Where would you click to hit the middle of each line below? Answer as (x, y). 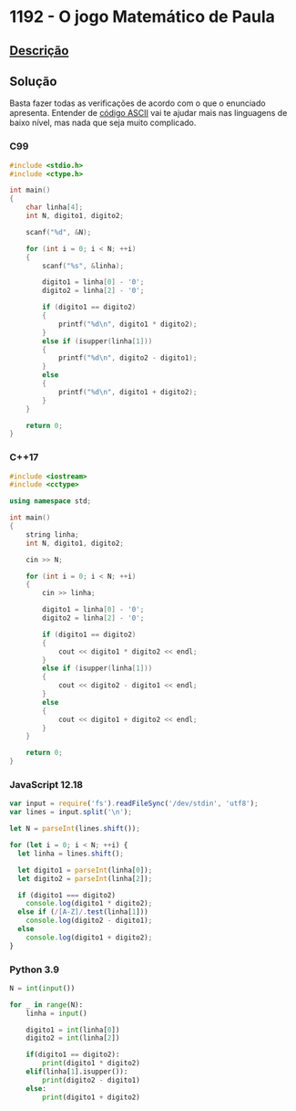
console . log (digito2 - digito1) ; (89, 921)
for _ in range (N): (46, 1005)
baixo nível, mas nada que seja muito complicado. (103, 123)
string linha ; (52, 535)
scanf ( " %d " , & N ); (59, 232)
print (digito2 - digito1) (92, 1080)
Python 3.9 (35, 970)
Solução (33, 81)
